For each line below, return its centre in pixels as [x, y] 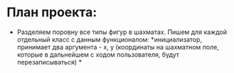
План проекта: [52, 12]
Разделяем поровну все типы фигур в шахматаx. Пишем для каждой [122, 32]
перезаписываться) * [49, 62]
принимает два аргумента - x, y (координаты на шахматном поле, [118, 47]
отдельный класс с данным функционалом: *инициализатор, [110, 39]
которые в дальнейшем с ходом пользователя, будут [98, 55]
